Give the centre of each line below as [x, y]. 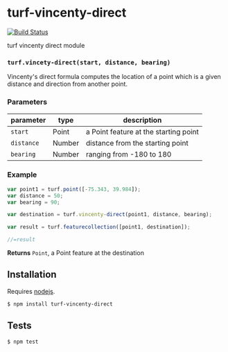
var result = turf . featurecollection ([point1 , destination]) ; [99, 227]
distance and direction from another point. [68, 84]
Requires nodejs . [31, 291]
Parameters [27, 102]
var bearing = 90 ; [34, 202]
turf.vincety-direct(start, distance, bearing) [89, 62]
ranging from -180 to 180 [129, 154]
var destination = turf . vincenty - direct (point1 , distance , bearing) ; [110, 215]
